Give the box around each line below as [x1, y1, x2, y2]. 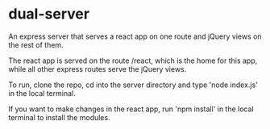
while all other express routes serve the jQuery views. [8, 64, 187, 73]
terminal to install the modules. [8, 112, 110, 122]
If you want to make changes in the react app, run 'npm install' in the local [8, 104, 254, 114]
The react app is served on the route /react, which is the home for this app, [8, 56, 258, 65]
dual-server [8, 5, 90, 23]
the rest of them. [8, 40, 64, 49]
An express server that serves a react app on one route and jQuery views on [8, 31, 262, 41]
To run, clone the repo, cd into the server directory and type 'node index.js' [8, 80, 258, 89]
